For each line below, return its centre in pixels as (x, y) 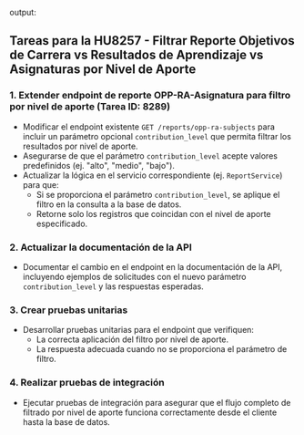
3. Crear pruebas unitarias (69, 310)
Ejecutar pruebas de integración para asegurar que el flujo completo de (157, 402)
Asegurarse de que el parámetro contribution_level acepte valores (150, 155)
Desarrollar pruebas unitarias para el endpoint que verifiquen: (138, 330)
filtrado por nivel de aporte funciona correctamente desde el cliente (150, 412)
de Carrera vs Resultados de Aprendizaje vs (137, 55)
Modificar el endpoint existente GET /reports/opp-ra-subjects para (149, 127)
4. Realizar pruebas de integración (87, 383)
